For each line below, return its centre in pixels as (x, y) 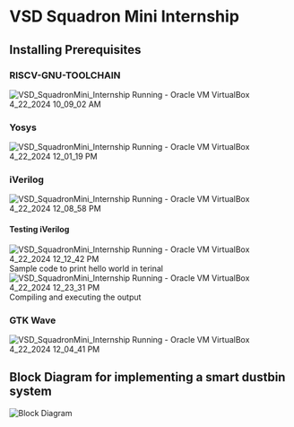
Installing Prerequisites (75, 50)
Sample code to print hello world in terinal (86, 268)
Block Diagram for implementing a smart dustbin (147, 377)
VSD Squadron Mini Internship (125, 17)
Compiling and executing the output (75, 297)
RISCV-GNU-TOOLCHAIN (65, 75)
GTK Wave (33, 320)
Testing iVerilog (39, 230)
